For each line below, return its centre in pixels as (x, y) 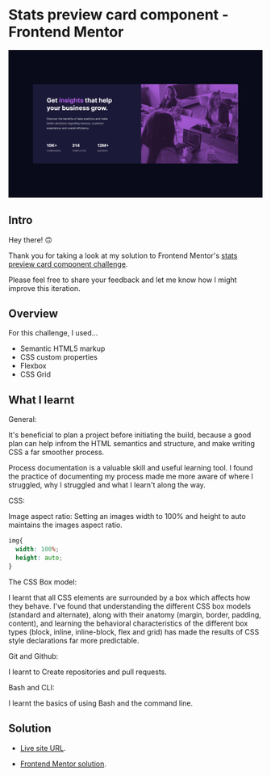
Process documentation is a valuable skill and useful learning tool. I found (131, 468)
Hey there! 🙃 (30, 239)
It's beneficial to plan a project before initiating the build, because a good (130, 435)
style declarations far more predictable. (74, 640)
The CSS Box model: (43, 582)
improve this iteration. (44, 288)
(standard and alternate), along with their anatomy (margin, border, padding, (135, 614)
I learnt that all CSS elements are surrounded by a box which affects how (129, 597)
